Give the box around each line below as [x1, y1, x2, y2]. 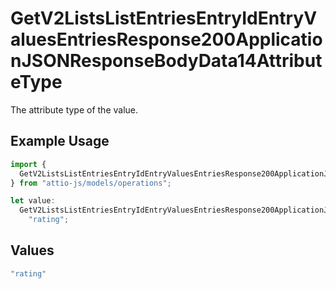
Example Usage [10, 133, 110, 150]
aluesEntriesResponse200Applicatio [10, 28, 323, 51]
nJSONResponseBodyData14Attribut [10, 50, 323, 72]
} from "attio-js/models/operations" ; [10, 178, 172, 188]
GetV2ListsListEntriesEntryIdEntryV [10, 7, 318, 30]
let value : [10, 196, 56, 206]
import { [10, 159, 47, 169]
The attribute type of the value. [10, 103, 139, 116]
